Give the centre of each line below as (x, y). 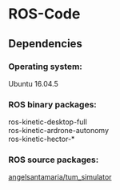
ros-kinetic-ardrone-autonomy (59, 131)
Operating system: (45, 67)
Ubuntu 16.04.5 (33, 83)
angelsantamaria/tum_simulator (60, 177)
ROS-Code (44, 14)
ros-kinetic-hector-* (42, 139)
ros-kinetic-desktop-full (48, 122)
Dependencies (45, 44)
